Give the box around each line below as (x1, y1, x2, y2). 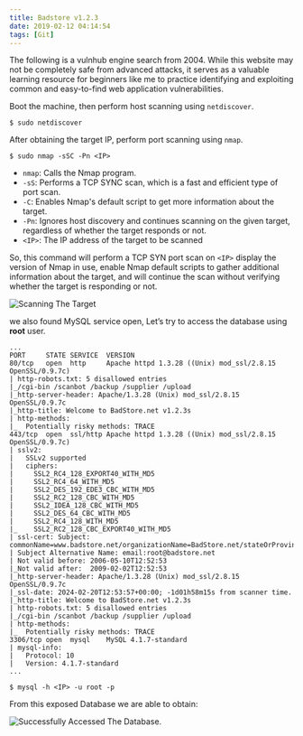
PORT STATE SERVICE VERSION (9, 351, 135, 360)
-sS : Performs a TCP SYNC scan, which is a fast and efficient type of (22, 177, 279, 188)
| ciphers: (9, 461, 59, 470)
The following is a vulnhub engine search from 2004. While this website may (9, 55, 294, 66)
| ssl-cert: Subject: (9, 533, 91, 542)
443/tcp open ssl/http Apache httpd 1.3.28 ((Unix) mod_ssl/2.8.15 (9, 430, 277, 439)
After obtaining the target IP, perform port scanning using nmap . (9, 135, 243, 145)
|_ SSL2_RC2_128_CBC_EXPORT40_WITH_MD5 (9, 525, 171, 534)
